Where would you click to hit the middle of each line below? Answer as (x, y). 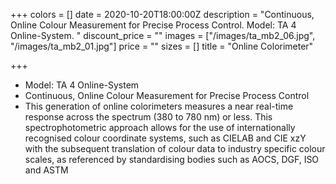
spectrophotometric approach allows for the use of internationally (160, 127)
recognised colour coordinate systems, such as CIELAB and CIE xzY (165, 138)
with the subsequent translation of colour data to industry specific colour (175, 148)
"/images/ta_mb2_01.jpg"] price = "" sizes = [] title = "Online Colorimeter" (162, 46)
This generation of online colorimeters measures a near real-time (159, 106)
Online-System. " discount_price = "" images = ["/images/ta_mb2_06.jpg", (163, 35)
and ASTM (46, 170)
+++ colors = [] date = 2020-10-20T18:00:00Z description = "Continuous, (162, 14)
